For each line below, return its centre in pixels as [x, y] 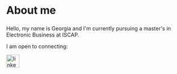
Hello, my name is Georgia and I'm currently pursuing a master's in [88, 29]
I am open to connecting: [37, 47]
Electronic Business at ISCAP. [43, 35]
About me [31, 10]
